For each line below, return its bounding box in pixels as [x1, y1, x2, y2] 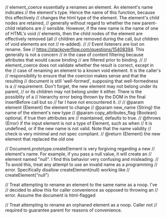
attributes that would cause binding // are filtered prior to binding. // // [5, 57, 147, 63]
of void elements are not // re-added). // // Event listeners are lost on [5, 41, 145, 47]
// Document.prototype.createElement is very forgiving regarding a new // [5, 146, 155, 151]
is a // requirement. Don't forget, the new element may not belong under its [5, 83, 158, 89]
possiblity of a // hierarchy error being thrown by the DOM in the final [5, 94, 146, 100]
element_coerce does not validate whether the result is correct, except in [5, 62, 154, 68]
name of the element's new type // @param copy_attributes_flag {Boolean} [5, 110, 157, 116]
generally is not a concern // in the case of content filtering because [5, 52, 144, 58]
